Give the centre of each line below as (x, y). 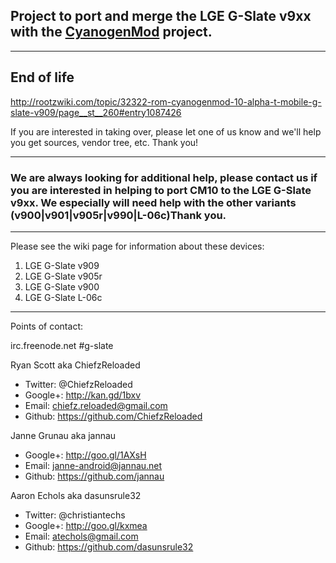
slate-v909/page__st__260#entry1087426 (96, 112)
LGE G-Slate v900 (62, 286)
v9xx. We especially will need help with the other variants (153, 202)
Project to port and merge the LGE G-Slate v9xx (161, 16)
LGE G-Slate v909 (62, 265)
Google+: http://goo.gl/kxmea (86, 525)
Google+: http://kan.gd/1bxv (83, 395)
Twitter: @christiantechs (75, 515)
